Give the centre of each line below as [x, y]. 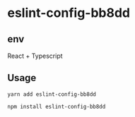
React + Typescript [35, 56]
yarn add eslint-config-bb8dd [52, 94]
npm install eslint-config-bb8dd [57, 106]
